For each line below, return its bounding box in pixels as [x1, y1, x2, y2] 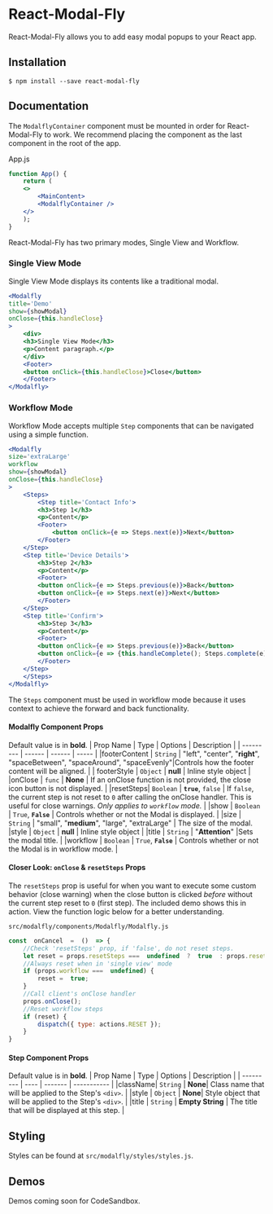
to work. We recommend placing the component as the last [44, 130, 242, 139]
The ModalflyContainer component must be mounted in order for [8, 121, 226, 130]
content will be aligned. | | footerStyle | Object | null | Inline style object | [8, 766, 251, 776]
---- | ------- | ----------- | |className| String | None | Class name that [24, 1080, 265, 1089]
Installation [8, 55, 67, 69]
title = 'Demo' [8, 299, 53, 308]
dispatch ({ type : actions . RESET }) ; [37, 1020, 162, 1028]
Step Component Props [8, 1053, 89, 1062]
